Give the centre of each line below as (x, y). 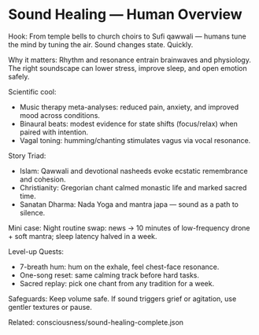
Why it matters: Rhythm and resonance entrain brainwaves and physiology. (130, 60)
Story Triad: (27, 156)
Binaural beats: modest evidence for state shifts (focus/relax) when (128, 123)
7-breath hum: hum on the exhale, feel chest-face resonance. (119, 267)
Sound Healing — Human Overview (125, 15)
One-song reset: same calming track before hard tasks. (109, 275)
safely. (19, 76)
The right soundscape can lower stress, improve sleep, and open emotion (128, 68)
